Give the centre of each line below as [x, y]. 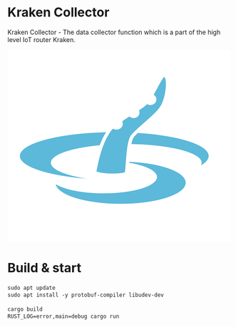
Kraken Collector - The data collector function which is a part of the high [114, 32]
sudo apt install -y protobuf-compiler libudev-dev [86, 295]
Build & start [45, 268]
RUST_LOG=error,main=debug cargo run [63, 316]
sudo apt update [31, 288]
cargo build [25, 309]
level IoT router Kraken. [42, 39]
